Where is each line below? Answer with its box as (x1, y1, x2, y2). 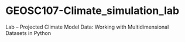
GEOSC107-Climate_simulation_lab (5, 4, 180, 17)
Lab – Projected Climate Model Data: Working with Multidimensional (5, 23, 169, 30)
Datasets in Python (5, 29, 51, 36)
